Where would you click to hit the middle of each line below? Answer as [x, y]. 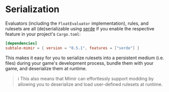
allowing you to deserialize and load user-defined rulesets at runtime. [90, 84]
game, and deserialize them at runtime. [46, 68]
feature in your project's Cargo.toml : [43, 34]
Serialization [32, 9]
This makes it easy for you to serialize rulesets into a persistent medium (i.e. [85, 58]
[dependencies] [21, 43]
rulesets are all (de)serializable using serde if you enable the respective [80, 28]
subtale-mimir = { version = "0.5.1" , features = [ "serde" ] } [72, 48]
